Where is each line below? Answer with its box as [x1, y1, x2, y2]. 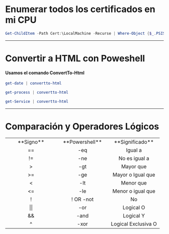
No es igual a [118, 155, 149, 162]
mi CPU [5, 14, 37, 26]
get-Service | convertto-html [5, 99, 69, 104]
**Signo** [17, 138, 45, 145]
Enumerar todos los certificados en [5, 4, 155, 15]
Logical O [122, 204, 145, 211]
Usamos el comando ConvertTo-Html [5, 70, 84, 76]
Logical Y [123, 212, 145, 219]
